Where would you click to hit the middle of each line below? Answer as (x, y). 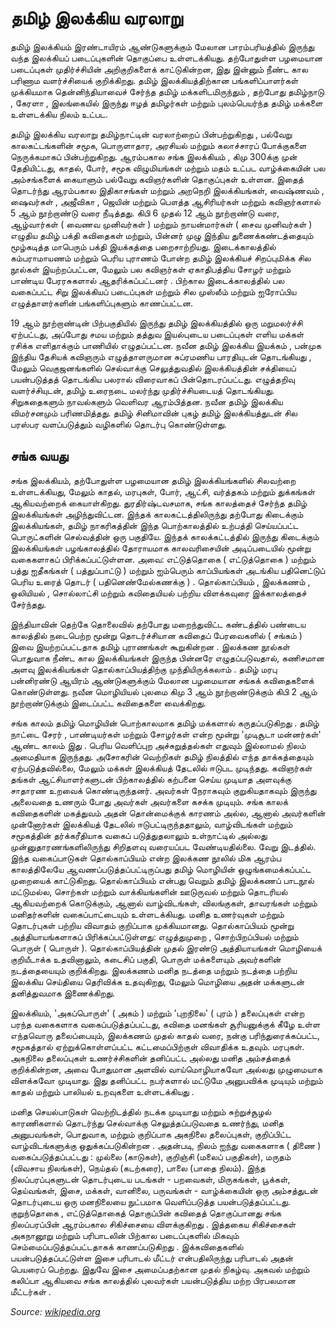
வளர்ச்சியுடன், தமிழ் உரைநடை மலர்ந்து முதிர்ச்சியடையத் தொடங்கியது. (142, 390)
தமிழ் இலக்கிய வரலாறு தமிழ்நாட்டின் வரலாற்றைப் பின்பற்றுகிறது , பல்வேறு (151, 134)
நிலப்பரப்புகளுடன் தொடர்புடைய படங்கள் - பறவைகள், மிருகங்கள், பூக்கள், (150, 1179)
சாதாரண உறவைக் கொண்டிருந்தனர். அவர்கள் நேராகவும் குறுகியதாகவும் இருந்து (163, 790)
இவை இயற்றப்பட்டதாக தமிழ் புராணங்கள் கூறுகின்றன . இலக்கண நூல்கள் (150, 646)
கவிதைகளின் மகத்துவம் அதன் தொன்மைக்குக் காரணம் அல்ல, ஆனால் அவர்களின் (168, 813)
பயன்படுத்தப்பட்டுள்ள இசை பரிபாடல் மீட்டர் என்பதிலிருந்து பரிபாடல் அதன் (152, 1258)
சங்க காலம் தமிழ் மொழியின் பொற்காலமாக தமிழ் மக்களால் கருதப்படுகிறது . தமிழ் (165, 723)
